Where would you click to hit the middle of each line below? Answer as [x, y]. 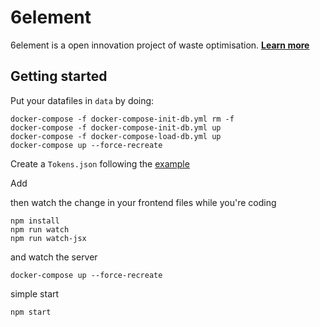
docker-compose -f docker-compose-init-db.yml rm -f [122, 119]
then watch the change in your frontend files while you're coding [143, 202]
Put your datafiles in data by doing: [82, 100]
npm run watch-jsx [48, 238]
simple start [35, 293]
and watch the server [54, 257]
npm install [35, 221]
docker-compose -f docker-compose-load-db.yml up [116, 136]
